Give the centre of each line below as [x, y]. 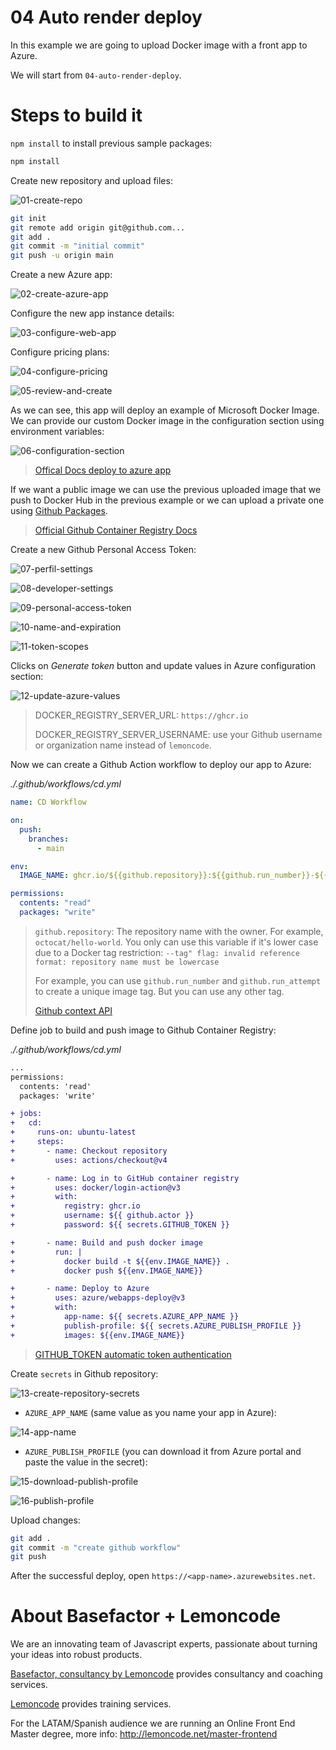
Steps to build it [76, 115]
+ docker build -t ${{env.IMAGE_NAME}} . [120, 1261]
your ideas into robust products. [76, 1655]
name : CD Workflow [48, 802]
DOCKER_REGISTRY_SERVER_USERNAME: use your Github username [178, 735]
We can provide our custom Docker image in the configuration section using [167, 421]
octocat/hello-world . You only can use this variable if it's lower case [176, 942]
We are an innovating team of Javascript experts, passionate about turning [164, 1644]
